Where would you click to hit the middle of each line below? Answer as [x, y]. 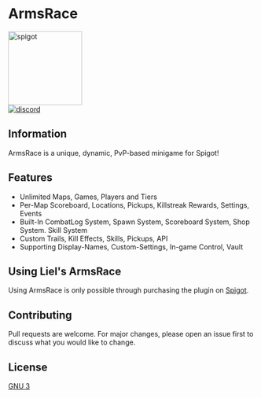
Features [30, 178]
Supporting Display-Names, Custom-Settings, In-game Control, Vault [131, 247]
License [28, 367]
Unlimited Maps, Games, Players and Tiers [88, 197]
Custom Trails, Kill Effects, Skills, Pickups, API [94, 238]
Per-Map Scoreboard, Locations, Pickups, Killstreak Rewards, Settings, [134, 205]
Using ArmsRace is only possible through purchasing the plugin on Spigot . [129, 290]
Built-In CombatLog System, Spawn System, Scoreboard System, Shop [134, 222]
